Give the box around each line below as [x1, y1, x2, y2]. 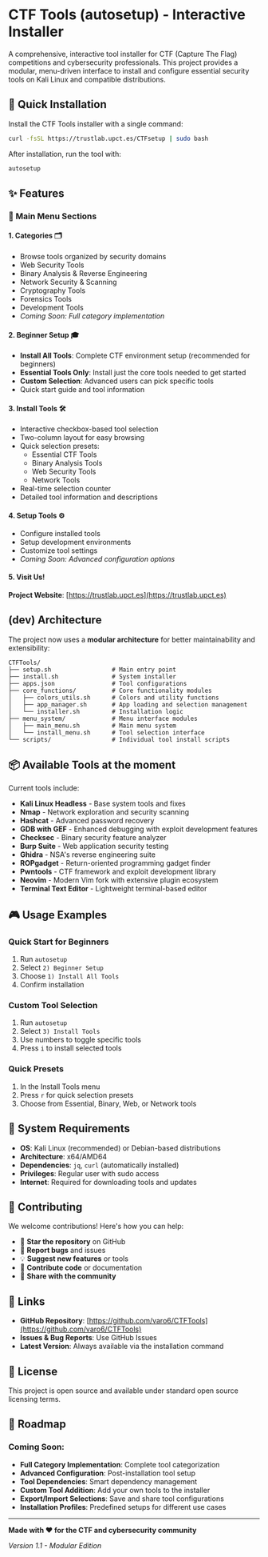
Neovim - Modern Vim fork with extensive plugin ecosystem [19, 875, 219, 885]
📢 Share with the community [19, 1271, 116, 1281]
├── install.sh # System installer [8, 672, 177, 681]
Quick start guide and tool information [19, 385, 145, 394]
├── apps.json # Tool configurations [8, 679, 187, 687]
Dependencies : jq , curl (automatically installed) [19, 1160, 179, 1170]
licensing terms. [8, 1394, 61, 1403]
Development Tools [19, 302, 84, 313]
